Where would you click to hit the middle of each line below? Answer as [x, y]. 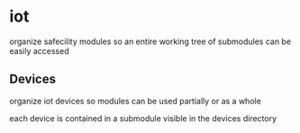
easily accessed [39, 50]
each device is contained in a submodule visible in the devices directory [143, 118]
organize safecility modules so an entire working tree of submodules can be [150, 41]
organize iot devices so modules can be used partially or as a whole [135, 101]
